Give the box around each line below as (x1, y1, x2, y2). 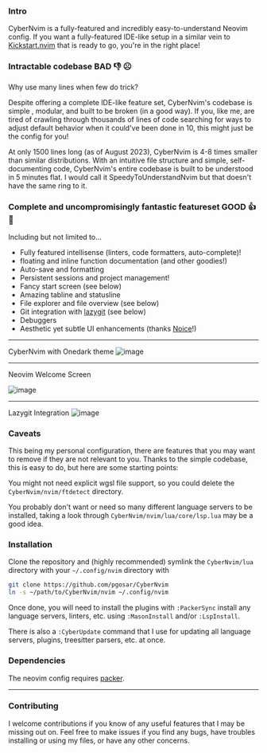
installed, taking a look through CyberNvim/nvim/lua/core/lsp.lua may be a (8, 511, 253, 520)
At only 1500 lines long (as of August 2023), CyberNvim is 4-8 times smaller (8, 147, 258, 156)
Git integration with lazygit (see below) (19, 307, 147, 316)
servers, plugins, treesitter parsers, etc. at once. (8, 635, 166, 645)
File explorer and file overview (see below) (19, 298, 160, 308)
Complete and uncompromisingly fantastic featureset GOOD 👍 (8, 201, 257, 212)
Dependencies (8, 655, 66, 666)
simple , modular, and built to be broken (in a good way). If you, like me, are (8, 106, 255, 116)
